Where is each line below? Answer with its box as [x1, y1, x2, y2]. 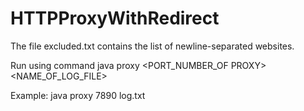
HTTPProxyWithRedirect [10, 7, 220, 30]
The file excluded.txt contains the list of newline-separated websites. [10, 40, 295, 52]
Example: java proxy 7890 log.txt [10, 89, 146, 101]
